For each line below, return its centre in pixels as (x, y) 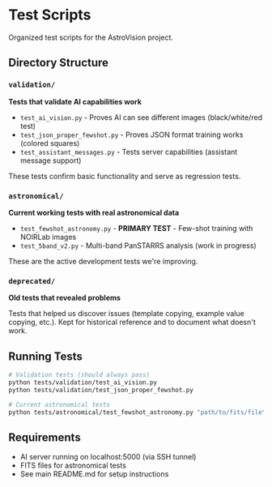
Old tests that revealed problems (65, 298)
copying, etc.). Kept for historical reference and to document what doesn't (132, 323)
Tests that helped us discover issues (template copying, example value (126, 314)
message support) (51, 160)
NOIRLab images (48, 237)
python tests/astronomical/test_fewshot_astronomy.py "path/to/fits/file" (137, 412)
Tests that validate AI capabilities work (75, 101)
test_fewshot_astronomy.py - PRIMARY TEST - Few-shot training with (136, 228)
